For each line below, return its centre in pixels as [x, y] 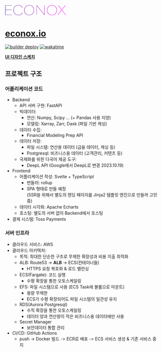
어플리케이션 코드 [24, 88]
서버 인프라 [17, 233]
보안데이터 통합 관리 [45, 328]
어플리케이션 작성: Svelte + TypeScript [57, 176]
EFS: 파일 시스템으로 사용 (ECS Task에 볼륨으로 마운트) [72, 287]
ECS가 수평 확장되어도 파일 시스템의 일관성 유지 [72, 299]
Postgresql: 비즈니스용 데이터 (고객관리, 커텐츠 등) [74, 153]
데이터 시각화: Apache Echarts [49, 207]
